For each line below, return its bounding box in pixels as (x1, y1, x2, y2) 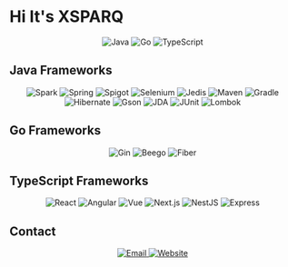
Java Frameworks (9, 63, 113, 78)
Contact (9, 223, 56, 239)
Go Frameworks (9, 123, 102, 138)
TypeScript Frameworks (9, 173, 149, 188)
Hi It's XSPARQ (9, 6, 124, 27)
